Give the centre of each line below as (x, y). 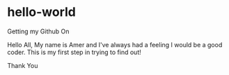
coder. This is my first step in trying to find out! (74, 52)
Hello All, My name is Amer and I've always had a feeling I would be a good (115, 44)
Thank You (23, 65)
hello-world (42, 12)
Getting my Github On (38, 31)
